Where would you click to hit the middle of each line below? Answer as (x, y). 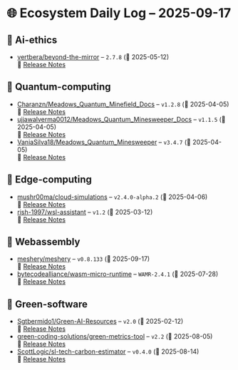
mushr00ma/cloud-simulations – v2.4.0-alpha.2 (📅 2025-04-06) (112, 197)
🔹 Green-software (47, 304)
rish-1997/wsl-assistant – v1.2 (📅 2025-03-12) (85, 212)
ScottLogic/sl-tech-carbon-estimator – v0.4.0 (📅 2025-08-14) (108, 351)
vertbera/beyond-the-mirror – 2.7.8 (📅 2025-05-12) (93, 57)
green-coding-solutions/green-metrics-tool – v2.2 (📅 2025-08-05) (115, 336)
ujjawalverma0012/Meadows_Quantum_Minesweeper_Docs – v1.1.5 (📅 (121, 119)
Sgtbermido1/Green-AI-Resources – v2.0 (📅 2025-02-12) (100, 322)
